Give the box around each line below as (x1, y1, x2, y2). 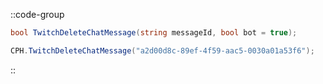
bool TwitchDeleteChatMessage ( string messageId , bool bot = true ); (10, 28, 298, 38)
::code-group (10, 9, 65, 20)
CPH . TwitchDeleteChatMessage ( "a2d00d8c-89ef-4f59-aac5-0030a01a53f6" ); (10, 45, 315, 56)
